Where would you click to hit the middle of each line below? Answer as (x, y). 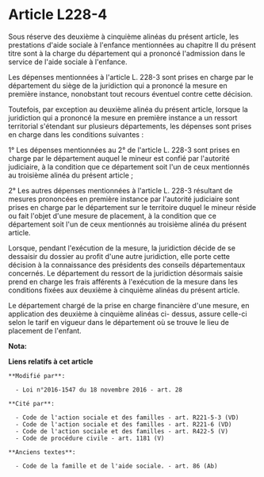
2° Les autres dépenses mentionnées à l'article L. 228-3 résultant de (121, 190)
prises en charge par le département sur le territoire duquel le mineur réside (132, 207)
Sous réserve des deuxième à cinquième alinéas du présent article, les (124, 36)
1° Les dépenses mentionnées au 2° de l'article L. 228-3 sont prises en (124, 150)
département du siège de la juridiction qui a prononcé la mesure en (118, 86)
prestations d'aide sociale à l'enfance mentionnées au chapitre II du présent (132, 44)
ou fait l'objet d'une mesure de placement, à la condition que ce (112, 216)
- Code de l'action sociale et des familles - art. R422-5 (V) (122, 431)
